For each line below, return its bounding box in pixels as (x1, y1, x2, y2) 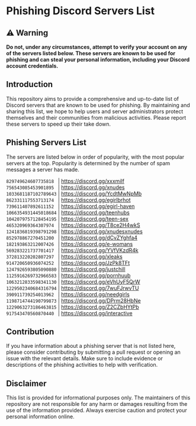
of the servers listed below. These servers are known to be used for (6, 50, 176, 57)
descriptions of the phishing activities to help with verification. (6, 361, 158, 369)
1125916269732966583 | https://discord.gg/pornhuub (6, 271, 131, 279)
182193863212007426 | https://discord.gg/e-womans (6, 240, 133, 247)
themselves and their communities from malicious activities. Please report (6, 114, 187, 121)
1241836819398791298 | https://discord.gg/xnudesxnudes (6, 228, 143, 235)
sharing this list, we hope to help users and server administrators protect (6, 108, 184, 115)
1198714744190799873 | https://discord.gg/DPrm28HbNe (6, 297, 141, 304)
